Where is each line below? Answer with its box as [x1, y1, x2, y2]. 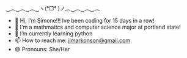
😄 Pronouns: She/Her [14, 46, 70, 53]
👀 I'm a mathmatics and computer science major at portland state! [14, 23, 181, 31]
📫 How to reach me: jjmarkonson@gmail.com [14, 37, 131, 44]
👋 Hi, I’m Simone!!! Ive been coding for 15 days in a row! [14, 17, 155, 24]
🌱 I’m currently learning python [14, 30, 93, 37]
